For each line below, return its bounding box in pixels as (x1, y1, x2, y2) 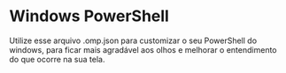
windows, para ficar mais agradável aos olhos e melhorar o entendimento (9, 44, 277, 55)
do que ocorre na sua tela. (9, 54, 105, 64)
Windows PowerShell (9, 6, 170, 26)
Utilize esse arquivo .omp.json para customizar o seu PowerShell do (9, 35, 258, 46)
